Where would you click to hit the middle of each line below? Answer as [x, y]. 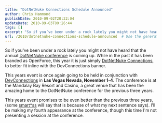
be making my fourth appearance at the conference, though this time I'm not [81, 110]
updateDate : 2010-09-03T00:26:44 [39, 23]
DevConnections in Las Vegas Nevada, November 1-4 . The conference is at [81, 80]
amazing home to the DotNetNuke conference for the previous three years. [80, 91]
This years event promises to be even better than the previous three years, [79, 100]
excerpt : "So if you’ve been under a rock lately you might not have [76, 32]
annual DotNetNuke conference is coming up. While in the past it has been [79, 55]
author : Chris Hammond [28, 14]
